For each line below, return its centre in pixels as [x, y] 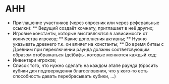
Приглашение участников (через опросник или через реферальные [86, 23]
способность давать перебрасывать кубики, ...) [64, 76]
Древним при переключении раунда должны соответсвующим [81, 49]
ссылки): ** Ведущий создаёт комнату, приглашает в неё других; [83, 28]
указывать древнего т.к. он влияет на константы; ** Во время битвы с [88, 44]
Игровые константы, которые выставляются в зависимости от [80, 33]
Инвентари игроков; [34, 60]
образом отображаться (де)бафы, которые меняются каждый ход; [84, 55]
